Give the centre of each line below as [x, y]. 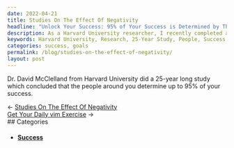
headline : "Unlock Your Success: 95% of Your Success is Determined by [113, 26]
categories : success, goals [48, 46]
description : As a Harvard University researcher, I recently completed [115, 33]
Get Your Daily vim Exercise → [50, 114]
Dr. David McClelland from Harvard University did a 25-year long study [109, 79]
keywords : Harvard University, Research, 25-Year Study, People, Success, [118, 40]
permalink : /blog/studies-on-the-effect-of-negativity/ [90, 53]
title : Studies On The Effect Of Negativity [73, 20]
